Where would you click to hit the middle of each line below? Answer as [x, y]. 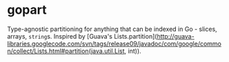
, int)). [133, 51]
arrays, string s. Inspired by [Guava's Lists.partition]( [82, 36]
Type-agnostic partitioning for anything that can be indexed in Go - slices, [112, 29]
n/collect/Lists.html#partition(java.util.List [66, 51]
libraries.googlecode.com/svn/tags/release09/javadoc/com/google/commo [114, 43]
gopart [27, 10]
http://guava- [176, 36]
